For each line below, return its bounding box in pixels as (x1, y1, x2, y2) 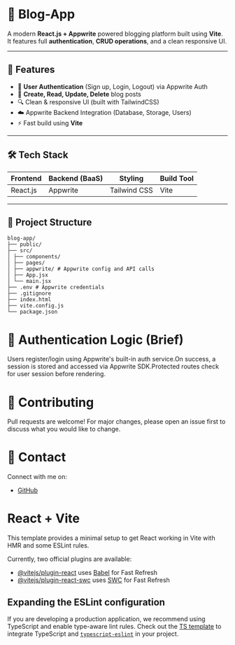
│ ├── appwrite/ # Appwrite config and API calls (7, 265, 155, 272)
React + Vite (7, 511, 80, 527)
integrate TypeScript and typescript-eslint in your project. (7, 630, 179, 638)
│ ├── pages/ (7, 259, 45, 267)
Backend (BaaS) (48, 173, 104, 183)
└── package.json (7, 308, 58, 316)
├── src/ (7, 247, 33, 254)
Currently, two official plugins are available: (7, 555, 132, 563)
